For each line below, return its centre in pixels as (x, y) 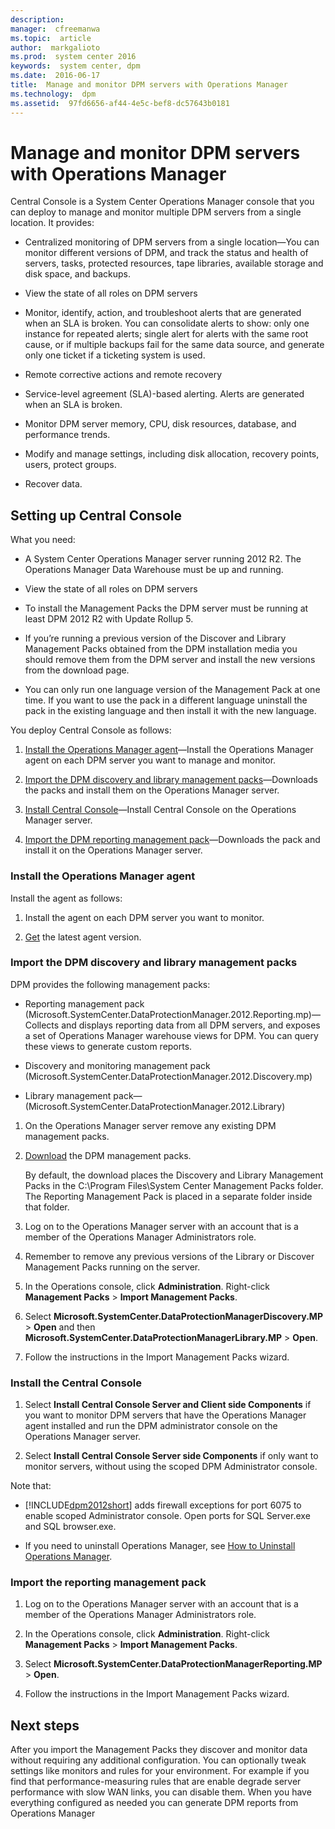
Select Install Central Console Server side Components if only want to (171, 1456)
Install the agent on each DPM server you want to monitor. (144, 917)
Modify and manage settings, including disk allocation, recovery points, (172, 454)
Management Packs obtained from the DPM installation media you (161, 649)
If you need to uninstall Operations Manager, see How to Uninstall (160, 1546)
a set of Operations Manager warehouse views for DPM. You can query (171, 1035)
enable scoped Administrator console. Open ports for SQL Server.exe (167, 1516)
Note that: (31, 1486)
